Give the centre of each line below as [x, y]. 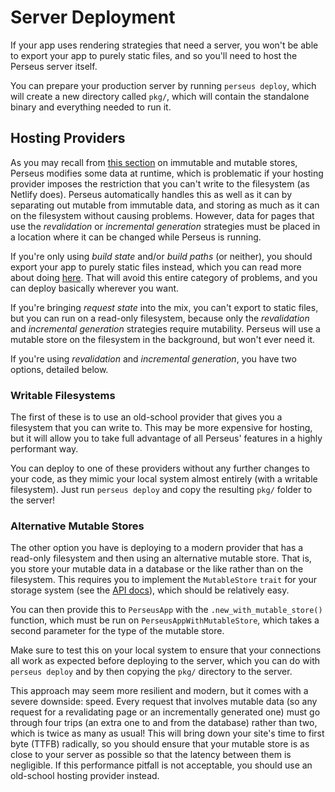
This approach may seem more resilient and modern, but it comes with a [159, 691]
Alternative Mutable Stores [77, 526]
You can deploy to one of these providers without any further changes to [160, 468]
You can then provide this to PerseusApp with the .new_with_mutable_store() [166, 610]
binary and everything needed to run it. [91, 107]
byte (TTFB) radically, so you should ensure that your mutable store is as [160, 744]
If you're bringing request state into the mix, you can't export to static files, [164, 307]
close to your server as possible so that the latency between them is [151, 755]
